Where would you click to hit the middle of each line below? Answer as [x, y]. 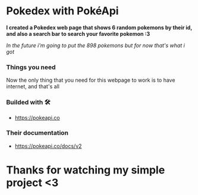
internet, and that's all [33, 86]
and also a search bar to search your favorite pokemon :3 [78, 33]
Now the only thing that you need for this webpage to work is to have [91, 80]
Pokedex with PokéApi [62, 11]
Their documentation [37, 133]
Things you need [31, 67]
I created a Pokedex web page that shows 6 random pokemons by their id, [99, 27]
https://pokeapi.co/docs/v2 [48, 146]
